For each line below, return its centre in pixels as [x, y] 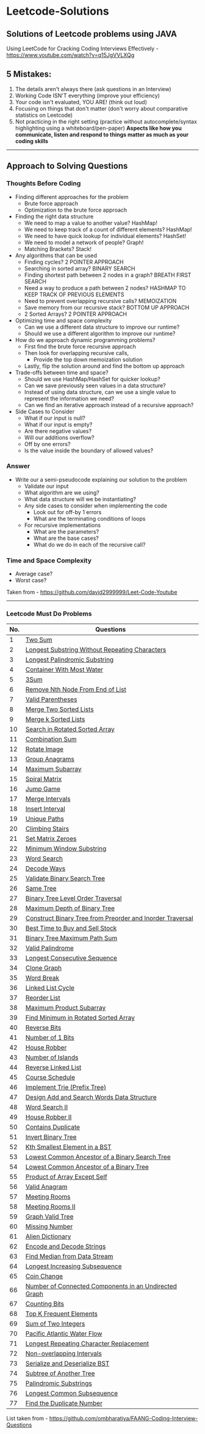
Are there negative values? [58, 431]
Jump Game [43, 789]
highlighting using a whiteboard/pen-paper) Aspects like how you [98, 128]
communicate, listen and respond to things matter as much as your [102, 134]
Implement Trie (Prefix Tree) [66, 1088]
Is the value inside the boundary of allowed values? [89, 450]
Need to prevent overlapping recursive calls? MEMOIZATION [100, 301]
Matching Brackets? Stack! [58, 248]
